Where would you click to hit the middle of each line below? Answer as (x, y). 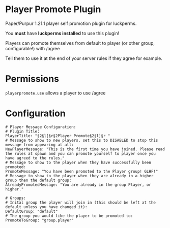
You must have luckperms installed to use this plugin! (62, 33)
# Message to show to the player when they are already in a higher (79, 176)
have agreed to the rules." (35, 158)
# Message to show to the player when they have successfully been (78, 162)
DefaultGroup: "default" (32, 211)
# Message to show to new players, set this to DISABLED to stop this (82, 140)
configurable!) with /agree (33, 48)
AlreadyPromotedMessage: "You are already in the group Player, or (78, 185)
